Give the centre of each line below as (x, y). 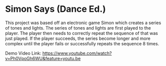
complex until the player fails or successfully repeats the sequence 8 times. (82, 43)
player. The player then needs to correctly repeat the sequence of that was (82, 33)
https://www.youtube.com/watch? (77, 53)
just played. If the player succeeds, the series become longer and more (78, 38)
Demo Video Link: (23, 53)
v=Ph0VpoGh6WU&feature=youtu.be (43, 58)
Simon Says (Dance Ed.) (55, 9)
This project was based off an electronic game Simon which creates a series (83, 23)
